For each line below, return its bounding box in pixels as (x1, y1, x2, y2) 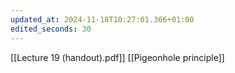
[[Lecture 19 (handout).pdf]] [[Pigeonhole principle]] (10, 51, 225, 63)
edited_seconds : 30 (10, 24, 92, 34)
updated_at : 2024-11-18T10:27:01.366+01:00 (10, 14, 195, 25)
